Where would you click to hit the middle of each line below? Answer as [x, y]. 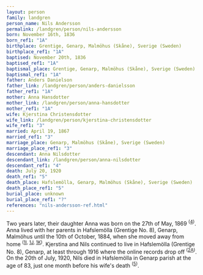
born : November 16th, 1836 [41, 35]
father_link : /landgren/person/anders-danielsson [71, 86]
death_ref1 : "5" [27, 177]
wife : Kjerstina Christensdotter [49, 114]
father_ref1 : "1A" [30, 92]
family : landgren [28, 18]
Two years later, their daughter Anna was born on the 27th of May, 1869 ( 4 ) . [102, 223]
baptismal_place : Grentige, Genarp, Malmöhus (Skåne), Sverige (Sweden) [101, 69]
